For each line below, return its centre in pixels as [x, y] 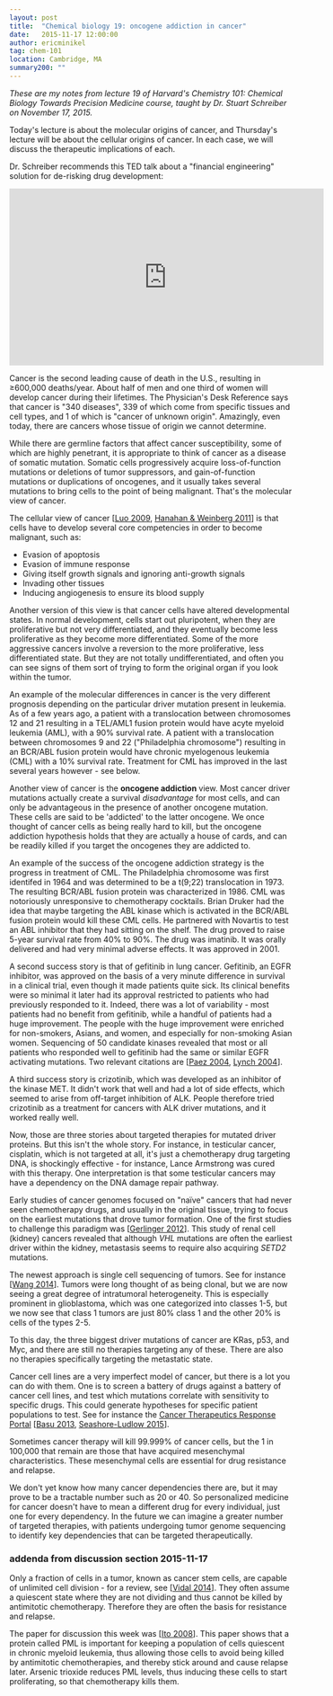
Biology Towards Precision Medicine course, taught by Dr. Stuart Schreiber [148, 102]
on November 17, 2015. [51, 112]
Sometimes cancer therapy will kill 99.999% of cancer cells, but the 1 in [141, 1441]
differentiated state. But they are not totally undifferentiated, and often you [147, 658]
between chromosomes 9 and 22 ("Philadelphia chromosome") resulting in [147, 741]
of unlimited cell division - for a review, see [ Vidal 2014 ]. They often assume [149, 1588]
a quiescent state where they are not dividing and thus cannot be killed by [146, 1597]
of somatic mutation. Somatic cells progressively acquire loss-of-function [145, 462]
